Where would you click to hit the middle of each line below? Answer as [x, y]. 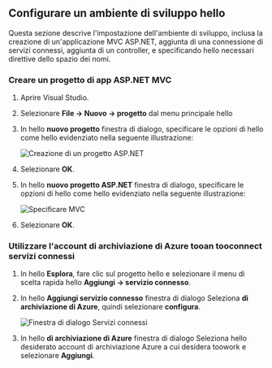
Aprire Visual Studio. [54, 97]
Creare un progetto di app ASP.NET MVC [90, 80]
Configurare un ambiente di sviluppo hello [117, 13]
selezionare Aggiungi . [57, 356]
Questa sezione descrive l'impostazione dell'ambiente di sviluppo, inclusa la [136, 32]
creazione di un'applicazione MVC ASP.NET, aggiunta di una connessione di [136, 41]
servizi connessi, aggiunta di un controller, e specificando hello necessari [131, 50]
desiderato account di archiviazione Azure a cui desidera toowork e [133, 347]
